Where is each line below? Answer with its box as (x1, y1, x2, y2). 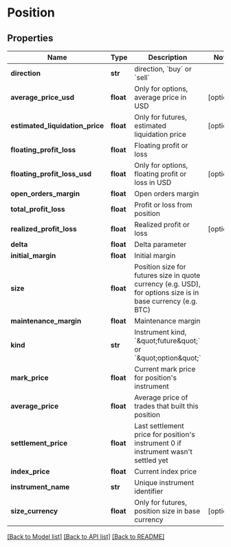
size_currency (10, 506, 58, 515)
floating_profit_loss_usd (10, 169, 91, 178)
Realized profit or (133, 220, 190, 229)
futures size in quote (133, 270, 201, 280)
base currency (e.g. (133, 297, 198, 305)
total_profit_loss (10, 204, 65, 214)
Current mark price (133, 365, 196, 374)
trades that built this (133, 401, 199, 411)
